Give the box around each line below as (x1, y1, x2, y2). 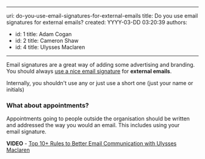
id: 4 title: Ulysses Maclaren (15, 43, 85, 51)
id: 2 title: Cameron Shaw (15, 37, 79, 44)
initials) (6, 86, 24, 93)
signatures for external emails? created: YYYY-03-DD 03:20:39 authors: (6, 19, 188, 26)
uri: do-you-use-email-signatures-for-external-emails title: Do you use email (6, 12, 198, 19)
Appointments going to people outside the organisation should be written (6, 115, 190, 122)
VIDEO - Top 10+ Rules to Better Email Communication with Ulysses (6, 140, 177, 147)
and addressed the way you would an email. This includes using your (6, 122, 180, 129)
